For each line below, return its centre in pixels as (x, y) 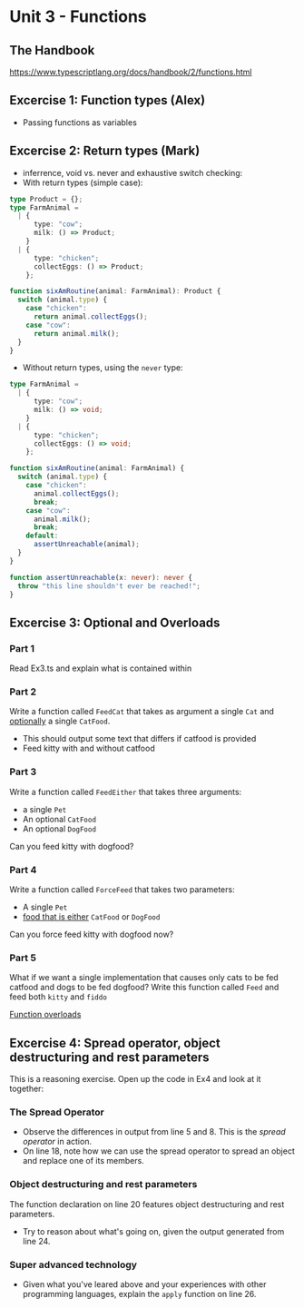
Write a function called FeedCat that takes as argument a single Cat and (142, 712)
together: (26, 1089)
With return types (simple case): (83, 182)
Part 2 (23, 692)
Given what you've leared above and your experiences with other (144, 1284)
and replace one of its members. (83, 1161)
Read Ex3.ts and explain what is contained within (101, 668)
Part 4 (23, 870)
